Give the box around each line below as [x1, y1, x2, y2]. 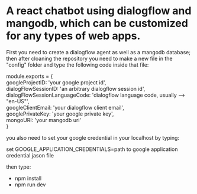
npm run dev [14, 181, 46, 188]
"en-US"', [6, 97, 30, 104]
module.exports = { [6, 73, 53, 80]
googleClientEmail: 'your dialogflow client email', [6, 104, 124, 111]
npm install [14, 175, 42, 182]
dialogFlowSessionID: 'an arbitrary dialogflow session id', [6, 85, 146, 92]
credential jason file [6, 152, 54, 159]
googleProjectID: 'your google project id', [6, 78, 106, 86]
